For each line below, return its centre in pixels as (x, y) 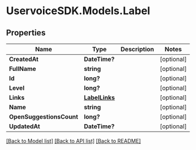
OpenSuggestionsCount (44, 117)
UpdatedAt (24, 126)
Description (137, 49)
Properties (26, 33)
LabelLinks (99, 97)
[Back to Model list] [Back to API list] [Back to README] (74, 141)
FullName (23, 69)
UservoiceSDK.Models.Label (78, 11)
